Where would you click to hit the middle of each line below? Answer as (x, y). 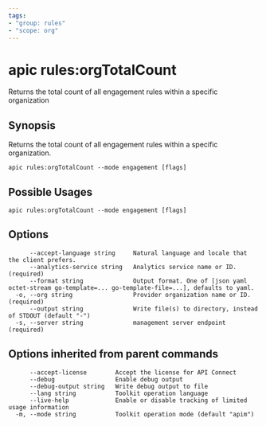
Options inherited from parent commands (113, 354)
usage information (39, 407)
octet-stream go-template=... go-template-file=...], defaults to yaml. (131, 287)
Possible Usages (51, 192)
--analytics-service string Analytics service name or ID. (133, 267)
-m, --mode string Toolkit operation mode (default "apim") (135, 414)
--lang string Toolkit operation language (119, 393)
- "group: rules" (37, 23)
